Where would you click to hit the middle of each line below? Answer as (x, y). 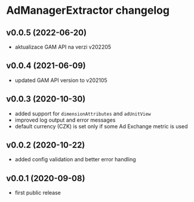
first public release (38, 193)
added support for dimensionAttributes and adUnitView (83, 113)
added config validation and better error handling (75, 159)
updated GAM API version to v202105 (61, 80)
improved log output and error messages (65, 120)
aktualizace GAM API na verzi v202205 (63, 47)
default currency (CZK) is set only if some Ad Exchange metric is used (101, 126)
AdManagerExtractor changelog (88, 10)
